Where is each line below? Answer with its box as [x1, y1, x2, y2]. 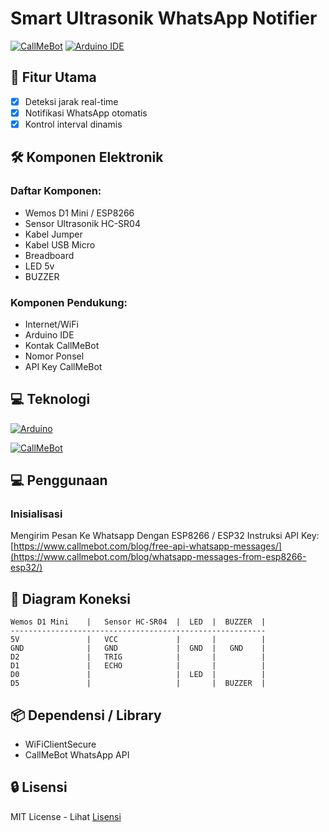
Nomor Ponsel [24, 350, 85, 362]
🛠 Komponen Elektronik [10, 149, 164, 166]
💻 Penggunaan [10, 472, 108, 489]
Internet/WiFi [24, 318, 79, 330]
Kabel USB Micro [24, 238, 96, 251]
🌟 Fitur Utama [10, 69, 97, 86]
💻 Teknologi [10, 391, 91, 408]
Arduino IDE [24, 328, 75, 341]
